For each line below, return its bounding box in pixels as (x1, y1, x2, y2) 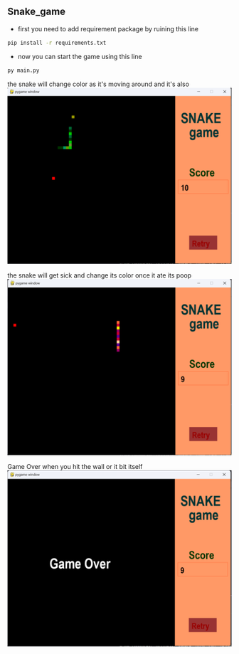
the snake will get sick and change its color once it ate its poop (7, 271, 192, 280)
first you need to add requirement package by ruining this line (17, 24, 199, 33)
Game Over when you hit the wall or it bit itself (7, 462, 143, 470)
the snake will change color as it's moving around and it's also (7, 80, 190, 88)
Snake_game (7, 6, 66, 18)
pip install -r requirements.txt (7, 39, 107, 46)
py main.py (7, 67, 40, 74)
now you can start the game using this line (17, 52, 142, 60)
